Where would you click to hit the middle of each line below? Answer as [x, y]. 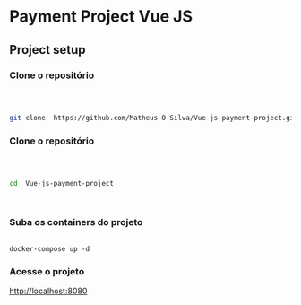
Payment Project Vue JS [101, 17]
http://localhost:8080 [48, 291]
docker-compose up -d [50, 248]
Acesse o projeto [47, 271]
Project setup [48, 50]
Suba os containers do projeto [76, 222]
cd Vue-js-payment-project [62, 183]
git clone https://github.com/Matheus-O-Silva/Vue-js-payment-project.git [154, 118]
